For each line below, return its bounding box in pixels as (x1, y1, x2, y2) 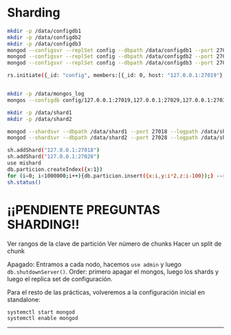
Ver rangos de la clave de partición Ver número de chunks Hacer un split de (7, 239, 222, 248)
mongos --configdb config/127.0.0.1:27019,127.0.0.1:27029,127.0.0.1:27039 (7, 96, 229, 104)
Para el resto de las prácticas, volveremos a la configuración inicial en (7, 288, 205, 296)
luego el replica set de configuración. (7, 274, 113, 283)
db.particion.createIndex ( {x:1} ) (7, 166, 103, 173)
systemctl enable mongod (7, 314, 78, 321)
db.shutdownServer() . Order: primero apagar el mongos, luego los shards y (7, 267, 219, 276)
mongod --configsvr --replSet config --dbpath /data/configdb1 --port (7, 47, 214, 54)
